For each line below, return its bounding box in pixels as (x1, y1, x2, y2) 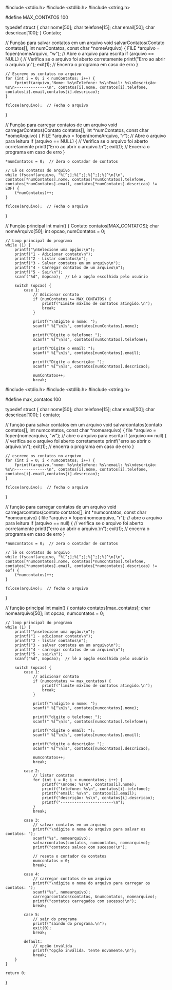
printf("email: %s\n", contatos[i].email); (42, 791, 137, 796)
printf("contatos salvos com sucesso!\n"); (32, 845, 127, 850)
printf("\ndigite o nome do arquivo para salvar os (32, 827, 146, 832)
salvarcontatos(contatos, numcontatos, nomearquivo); (32, 840, 150, 845)
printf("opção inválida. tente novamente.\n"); (32, 948, 137, 953)
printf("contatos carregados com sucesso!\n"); (32, 899, 137, 904)
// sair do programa (32, 917, 77, 922)
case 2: (24, 768, 40, 773)
